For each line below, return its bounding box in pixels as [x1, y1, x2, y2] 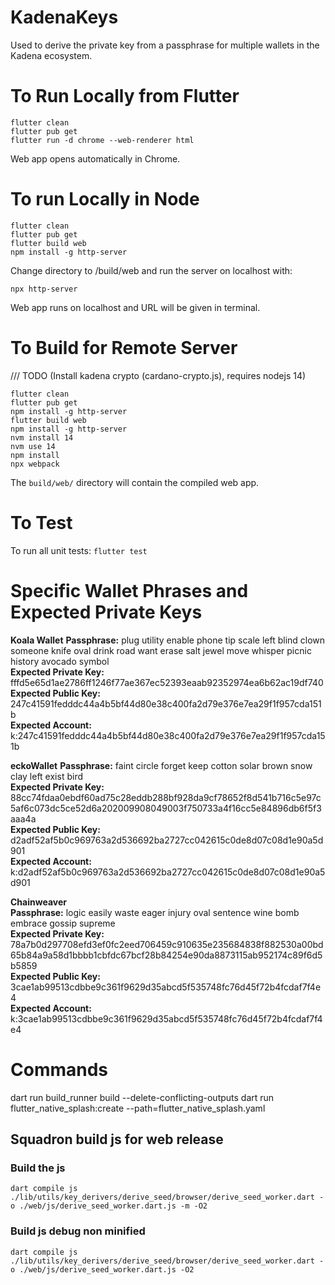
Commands [10, 1058, 109, 1081]
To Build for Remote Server [10, 337, 238, 359]
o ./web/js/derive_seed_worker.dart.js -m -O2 [10, 1201, 208, 1211]
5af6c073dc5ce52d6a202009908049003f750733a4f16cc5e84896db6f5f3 [10, 802, 322, 814]
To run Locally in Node [10, 188, 200, 211]
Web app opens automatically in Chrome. [10, 152, 181, 165]
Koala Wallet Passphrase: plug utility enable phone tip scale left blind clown [10, 634, 326, 646]
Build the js [10, 1161, 66, 1175]
